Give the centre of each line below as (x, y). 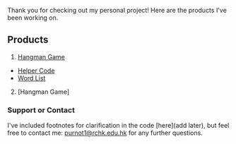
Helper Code (36, 71)
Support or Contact (41, 110)
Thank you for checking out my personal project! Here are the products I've (117, 10)
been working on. (33, 18)
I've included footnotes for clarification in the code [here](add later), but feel (118, 126)
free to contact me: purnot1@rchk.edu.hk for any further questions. (105, 133)
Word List (31, 78)
